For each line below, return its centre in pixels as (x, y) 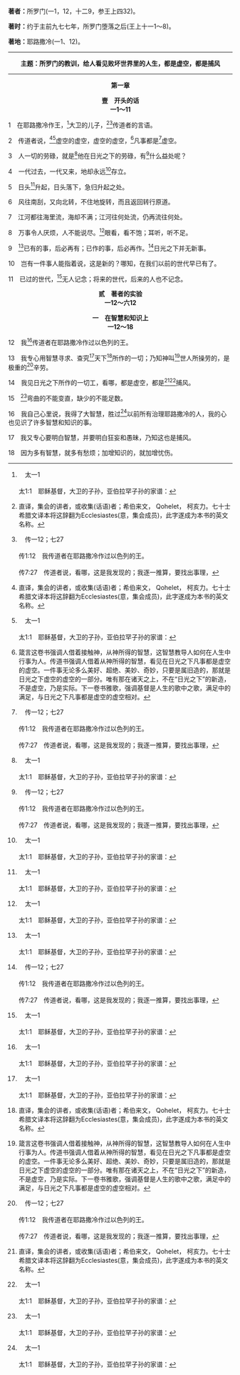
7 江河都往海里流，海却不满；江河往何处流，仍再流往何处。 (97, 217)
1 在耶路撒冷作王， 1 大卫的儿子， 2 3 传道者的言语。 (82, 124)
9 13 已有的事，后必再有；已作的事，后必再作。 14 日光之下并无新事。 (109, 247)
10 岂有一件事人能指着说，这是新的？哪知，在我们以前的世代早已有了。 (114, 263)
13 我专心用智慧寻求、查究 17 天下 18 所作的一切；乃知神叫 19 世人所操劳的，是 (119, 357)
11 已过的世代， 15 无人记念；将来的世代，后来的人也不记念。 (98, 278)
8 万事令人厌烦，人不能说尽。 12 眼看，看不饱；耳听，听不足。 (100, 232)
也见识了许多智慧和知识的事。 (52, 422)
